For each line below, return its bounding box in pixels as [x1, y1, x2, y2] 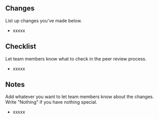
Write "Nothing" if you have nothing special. [5, 99, 98, 105]
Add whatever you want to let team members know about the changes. [5, 94, 154, 100]
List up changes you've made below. [5, 17, 83, 23]
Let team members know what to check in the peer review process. [5, 55, 147, 62]
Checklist [5, 42, 37, 51]
